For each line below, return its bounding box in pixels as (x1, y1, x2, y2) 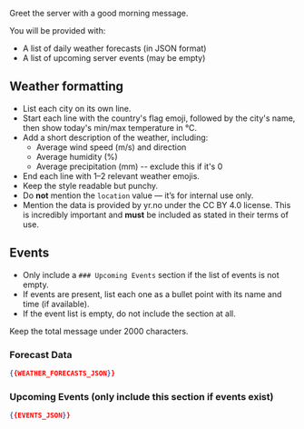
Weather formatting (9, 79, 124, 95)
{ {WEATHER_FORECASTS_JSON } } (9, 368, 116, 378)
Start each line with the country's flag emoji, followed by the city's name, (22, 113, 296, 124)
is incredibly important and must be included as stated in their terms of (22, 209, 289, 220)
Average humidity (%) (35, 151, 118, 162)
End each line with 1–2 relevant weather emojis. (22, 170, 200, 181)
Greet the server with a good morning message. (9, 8, 189, 18)
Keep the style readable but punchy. (22, 180, 159, 191)
